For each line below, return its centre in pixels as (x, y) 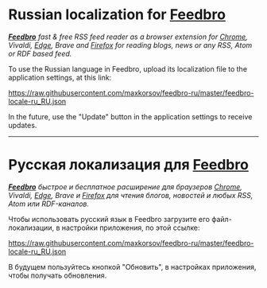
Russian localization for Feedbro (117, 15)
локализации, (31, 228)
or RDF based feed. (40, 53)
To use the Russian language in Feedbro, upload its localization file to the (128, 68)
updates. (23, 125)
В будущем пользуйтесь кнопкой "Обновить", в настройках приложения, (132, 267)
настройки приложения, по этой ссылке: (131, 228)
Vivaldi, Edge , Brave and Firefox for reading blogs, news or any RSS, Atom (130, 45)
